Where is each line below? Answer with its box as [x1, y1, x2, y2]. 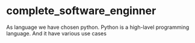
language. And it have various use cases [6, 29, 107, 37]
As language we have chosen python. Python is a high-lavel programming [6, 24, 190, 31]
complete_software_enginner [6, 4, 156, 18]
